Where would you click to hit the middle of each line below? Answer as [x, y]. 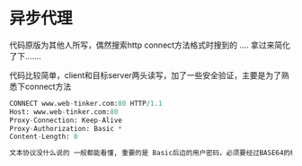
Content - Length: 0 [44, 137]
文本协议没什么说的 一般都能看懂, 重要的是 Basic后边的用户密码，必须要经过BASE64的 [150, 153]
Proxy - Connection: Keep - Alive [66, 120]
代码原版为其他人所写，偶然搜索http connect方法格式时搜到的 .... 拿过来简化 [150, 45]
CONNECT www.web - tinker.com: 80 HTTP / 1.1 [86, 103]
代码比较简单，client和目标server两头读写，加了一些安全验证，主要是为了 [145, 75]
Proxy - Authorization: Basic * [66, 128]
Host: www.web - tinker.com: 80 [64, 112]
